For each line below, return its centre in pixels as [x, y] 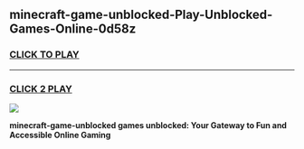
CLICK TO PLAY [44, 55]
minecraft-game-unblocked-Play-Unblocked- [141, 15]
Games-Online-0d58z [73, 29]
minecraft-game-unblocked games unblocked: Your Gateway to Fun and [148, 125]
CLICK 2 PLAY [41, 88]
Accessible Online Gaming [60, 135]
